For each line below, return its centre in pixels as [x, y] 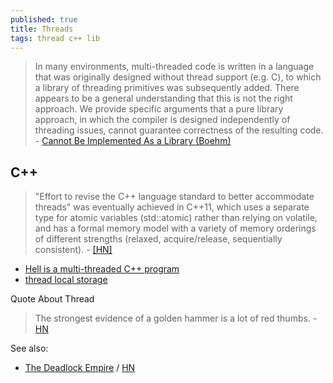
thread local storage [66, 280]
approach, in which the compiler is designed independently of [162, 120]
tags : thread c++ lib [55, 38]
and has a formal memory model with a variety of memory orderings [175, 228]
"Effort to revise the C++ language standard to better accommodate [174, 197]
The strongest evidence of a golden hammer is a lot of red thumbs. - [176, 318]
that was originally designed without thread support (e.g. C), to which [178, 77]
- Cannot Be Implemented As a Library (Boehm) [133, 141]
